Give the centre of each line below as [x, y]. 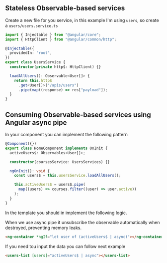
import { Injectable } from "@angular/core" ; [53, 34]
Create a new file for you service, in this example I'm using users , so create [82, 20]
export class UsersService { [35, 62]
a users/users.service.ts [32, 25]
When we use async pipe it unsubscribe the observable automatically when [83, 222]
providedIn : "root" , [31, 53]
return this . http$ [33, 80]
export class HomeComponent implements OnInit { [56, 148]
